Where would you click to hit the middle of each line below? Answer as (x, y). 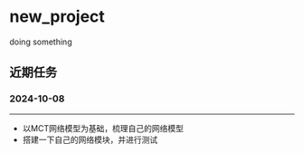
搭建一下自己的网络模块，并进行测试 (90, 139)
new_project (57, 17)
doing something (41, 42)
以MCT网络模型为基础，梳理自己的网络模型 (103, 128)
